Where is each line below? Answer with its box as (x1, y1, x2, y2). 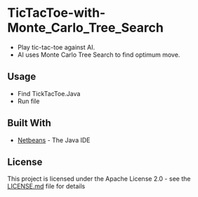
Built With (7, 117, 51, 129)
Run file (17, 97, 40, 105)
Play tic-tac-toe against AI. (17, 43, 95, 51)
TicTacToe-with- (7, 5, 106, 21)
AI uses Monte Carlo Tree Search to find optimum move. (17, 50, 180, 59)
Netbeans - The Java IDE (17, 135, 91, 144)
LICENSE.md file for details (7, 182, 86, 191)
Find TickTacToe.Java (17, 89, 81, 97)
